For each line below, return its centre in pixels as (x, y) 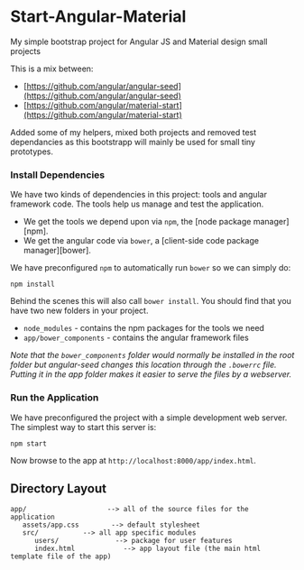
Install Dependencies (58, 175)
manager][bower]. (57, 251)
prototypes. (32, 152)
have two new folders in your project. (79, 311)
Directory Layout (59, 488)
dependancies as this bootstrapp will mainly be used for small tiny (133, 142)
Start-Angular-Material (98, 17)
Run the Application (55, 398)
